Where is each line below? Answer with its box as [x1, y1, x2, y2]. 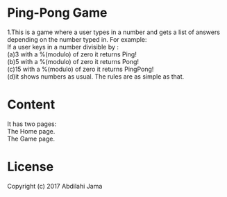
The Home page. [7, 127, 56, 135]
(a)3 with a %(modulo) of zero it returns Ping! [7, 50, 137, 58]
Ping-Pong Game [7, 5, 108, 21]
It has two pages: [7, 120, 57, 128]
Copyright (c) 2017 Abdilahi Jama [7, 182, 103, 190]
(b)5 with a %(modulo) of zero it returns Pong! [7, 57, 140, 65]
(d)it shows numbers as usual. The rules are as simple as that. [7, 72, 185, 81]
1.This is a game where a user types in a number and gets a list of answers [7, 28, 221, 36]
